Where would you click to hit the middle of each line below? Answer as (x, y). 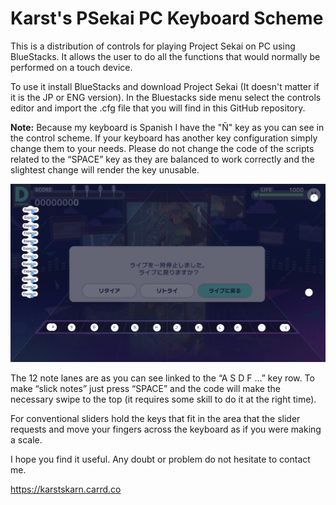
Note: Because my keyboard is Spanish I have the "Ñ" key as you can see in (167, 127)
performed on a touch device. (71, 67)
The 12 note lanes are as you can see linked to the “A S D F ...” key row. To (162, 378)
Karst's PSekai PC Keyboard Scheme (167, 18)
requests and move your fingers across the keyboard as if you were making (166, 429)
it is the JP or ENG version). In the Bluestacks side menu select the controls (166, 97)
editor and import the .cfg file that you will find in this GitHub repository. (158, 108)
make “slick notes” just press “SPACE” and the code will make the (145, 388)
